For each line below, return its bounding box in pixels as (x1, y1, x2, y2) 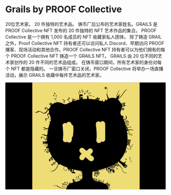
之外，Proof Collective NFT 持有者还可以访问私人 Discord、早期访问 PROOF (5, 40, 164, 46)
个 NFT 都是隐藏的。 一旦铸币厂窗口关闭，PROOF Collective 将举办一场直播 (5, 65, 164, 72)
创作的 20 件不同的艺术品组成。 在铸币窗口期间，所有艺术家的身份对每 (14, 59, 162, 65)
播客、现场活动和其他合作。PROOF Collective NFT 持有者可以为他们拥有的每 (5, 46, 165, 52)
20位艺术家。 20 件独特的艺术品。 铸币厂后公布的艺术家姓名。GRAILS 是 (5, 21, 158, 27)
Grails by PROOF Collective (5, 4, 122, 15)
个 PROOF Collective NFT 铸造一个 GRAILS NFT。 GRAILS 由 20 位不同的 (5, 52, 158, 59)
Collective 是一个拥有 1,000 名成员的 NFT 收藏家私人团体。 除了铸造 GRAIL (5, 34, 162, 40)
